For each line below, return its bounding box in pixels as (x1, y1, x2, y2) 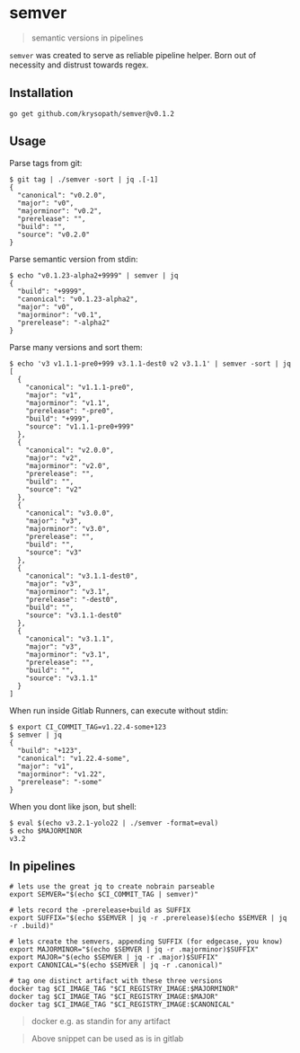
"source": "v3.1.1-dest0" (25, 610, 123, 620)
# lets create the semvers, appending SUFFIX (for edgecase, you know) (9, 937, 283, 946)
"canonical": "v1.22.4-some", (17, 754, 130, 763)
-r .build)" (9, 922, 54, 931)
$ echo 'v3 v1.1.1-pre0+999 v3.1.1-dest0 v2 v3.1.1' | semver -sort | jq (9, 358, 292, 368)
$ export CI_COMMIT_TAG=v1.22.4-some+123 (9, 722, 167, 731)
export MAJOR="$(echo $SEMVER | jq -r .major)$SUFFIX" (9, 953, 219, 962)
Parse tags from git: (9, 157, 83, 168)
